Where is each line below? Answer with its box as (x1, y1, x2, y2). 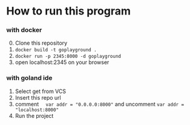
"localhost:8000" (15, 107, 59, 113)
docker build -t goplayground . (15, 47, 97, 53)
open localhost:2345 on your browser (15, 59, 110, 66)
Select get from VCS (15, 88, 67, 95)
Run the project (15, 112, 54, 119)
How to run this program (6, 4, 131, 18)
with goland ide (6, 74, 53, 82)
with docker (6, 26, 42, 34)
